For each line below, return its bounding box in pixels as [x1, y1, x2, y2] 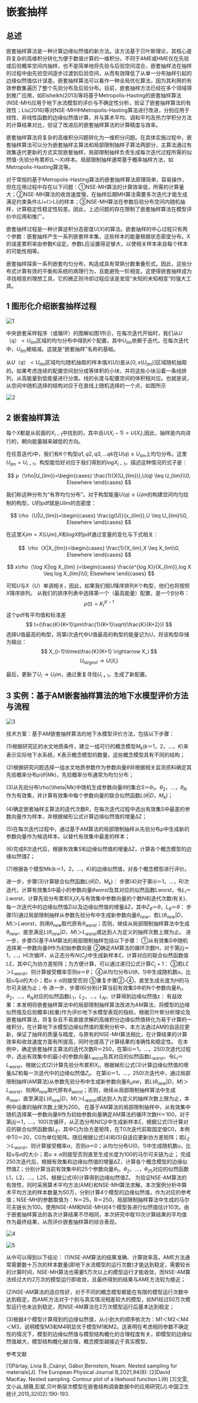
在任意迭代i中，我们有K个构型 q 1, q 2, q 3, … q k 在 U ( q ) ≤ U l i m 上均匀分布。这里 [6, 450, 187, 458]
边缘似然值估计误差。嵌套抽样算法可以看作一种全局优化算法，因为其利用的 [6, 77, 187, 84]
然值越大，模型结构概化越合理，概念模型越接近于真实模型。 [6, 1337, 151, 1345]
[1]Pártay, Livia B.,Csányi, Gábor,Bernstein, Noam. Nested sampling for [6, 1362, 178, 1369]
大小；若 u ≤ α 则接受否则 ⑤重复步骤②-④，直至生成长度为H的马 [28, 977, 190, 984]
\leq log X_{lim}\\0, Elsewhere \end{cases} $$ [43, 570, 155, 577]
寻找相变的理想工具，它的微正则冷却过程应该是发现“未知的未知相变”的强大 [6, 275, 187, 282]
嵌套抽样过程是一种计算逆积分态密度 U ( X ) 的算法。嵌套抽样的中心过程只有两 [6, 226, 188, 232]
